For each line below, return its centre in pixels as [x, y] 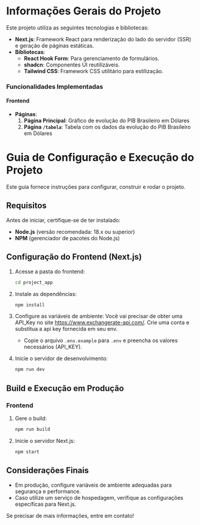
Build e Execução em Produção [65, 388]
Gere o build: [31, 418]
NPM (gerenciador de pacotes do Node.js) [67, 238]
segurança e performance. [48, 491]
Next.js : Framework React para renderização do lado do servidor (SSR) [103, 39]
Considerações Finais [48, 471]
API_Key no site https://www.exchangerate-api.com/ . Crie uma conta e [102, 322]
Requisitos [26, 206]
